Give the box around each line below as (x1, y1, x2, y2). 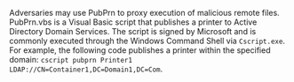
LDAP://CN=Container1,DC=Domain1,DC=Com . (9, 63, 163, 74)
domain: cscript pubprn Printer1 (9, 55, 133, 64)
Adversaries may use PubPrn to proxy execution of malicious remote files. (9, 8, 280, 18)
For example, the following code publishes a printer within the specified (9, 45, 271, 56)
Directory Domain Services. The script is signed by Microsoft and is (9, 26, 257, 36)
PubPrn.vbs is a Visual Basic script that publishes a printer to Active (9, 17, 258, 27)
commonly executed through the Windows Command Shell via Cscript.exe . (9, 35, 286, 46)
